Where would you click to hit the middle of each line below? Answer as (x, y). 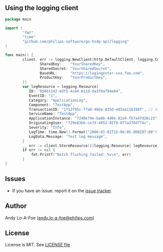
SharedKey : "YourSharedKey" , (72, 64)
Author (16, 206)
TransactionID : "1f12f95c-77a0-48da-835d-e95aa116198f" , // (91, 109)
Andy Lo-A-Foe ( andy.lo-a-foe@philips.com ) (50, 218)
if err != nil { (39, 150)
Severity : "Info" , (48, 128)
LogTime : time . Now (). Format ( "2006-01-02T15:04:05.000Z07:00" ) (93, 132)
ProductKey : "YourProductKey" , (73, 78)
